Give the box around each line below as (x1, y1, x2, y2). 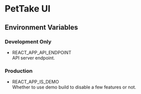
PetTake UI (5, 3, 51, 15)
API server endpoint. (12, 55, 55, 61)
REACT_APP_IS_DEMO (12, 79, 59, 85)
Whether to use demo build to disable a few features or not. (12, 84, 136, 90)
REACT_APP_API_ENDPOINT (12, 49, 72, 55)
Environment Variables (5, 23, 78, 32)
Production (5, 67, 33, 74)
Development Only (5, 38, 52, 45)
